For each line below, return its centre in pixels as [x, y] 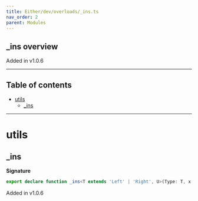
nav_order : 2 [22, 17]
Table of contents [39, 85]
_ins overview [32, 46]
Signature [19, 171]
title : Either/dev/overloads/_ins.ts [52, 12]
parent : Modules [26, 22]
